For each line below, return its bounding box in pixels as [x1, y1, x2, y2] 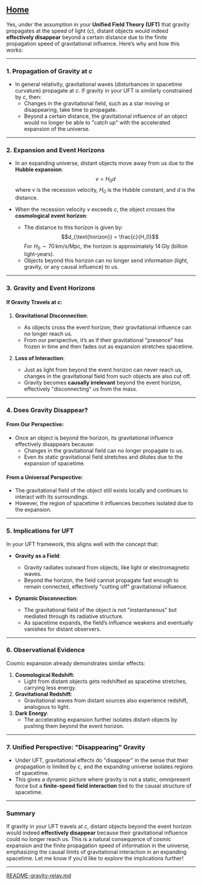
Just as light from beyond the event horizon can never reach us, [23, 366, 183, 373]
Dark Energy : [14, 709, 49, 717]
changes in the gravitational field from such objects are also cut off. [23, 372, 191, 379]
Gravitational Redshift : [14, 690, 73, 697]
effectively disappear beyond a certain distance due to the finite [6, 33, 167, 41]
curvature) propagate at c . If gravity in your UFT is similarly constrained [14, 87, 192, 94]
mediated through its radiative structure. [23, 613, 124, 620]
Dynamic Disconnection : [14, 595, 78, 602]
